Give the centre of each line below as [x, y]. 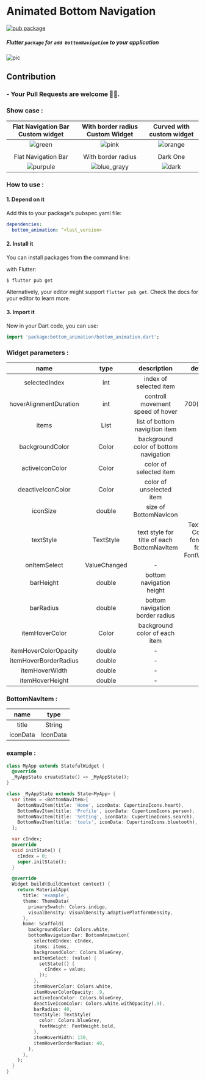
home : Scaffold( [43, 924]
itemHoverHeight [44, 680]
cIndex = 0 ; [32, 856]
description [155, 368]
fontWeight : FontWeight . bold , [77, 1026]
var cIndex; [27, 839]
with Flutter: [21, 269]
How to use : [25, 185]
